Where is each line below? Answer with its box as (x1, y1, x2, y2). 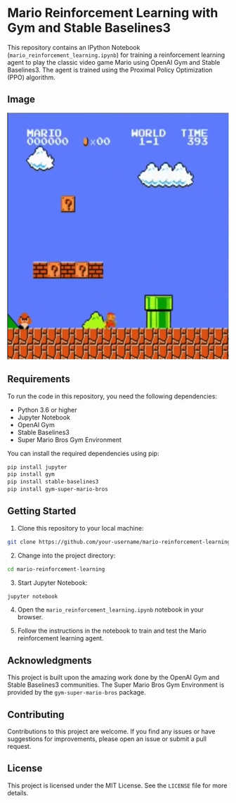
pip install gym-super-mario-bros (7, 486, 109, 493)
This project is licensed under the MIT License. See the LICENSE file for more (7, 781, 228, 790)
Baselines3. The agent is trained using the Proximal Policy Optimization (7, 65, 213, 74)
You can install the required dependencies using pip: (7, 449, 159, 457)
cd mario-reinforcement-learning (7, 565, 105, 573)
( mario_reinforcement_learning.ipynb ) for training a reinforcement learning (7, 51, 225, 59)
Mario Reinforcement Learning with (7, 5, 218, 21)
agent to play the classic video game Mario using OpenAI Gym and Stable (7, 58, 221, 66)
